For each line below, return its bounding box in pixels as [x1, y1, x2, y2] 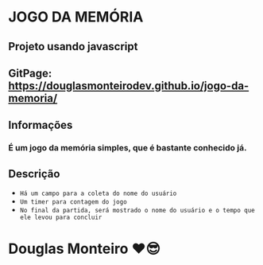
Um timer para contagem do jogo [19, 198, 127, 206]
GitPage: [8, 66, 52, 80]
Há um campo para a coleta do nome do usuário [19, 189, 177, 198]
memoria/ [8, 92, 58, 105]
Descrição [8, 167, 60, 181]
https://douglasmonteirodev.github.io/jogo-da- [8, 79, 249, 92]
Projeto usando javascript [8, 40, 138, 53]
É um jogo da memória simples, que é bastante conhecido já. [8, 142, 247, 154]
